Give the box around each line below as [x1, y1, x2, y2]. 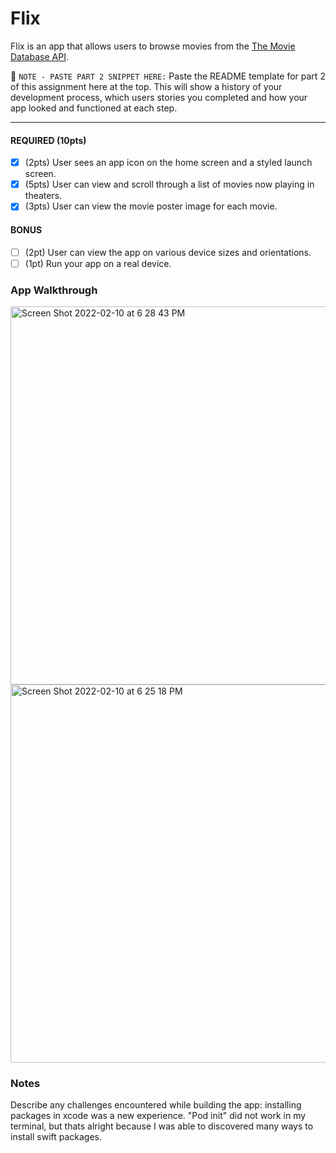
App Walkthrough [10, 283, 98, 297]
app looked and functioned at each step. [10, 102, 178, 114]
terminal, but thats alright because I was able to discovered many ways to [10, 1120, 314, 1132]
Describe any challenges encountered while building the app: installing [10, 1099, 302, 1111]
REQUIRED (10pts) [10, 134, 87, 146]
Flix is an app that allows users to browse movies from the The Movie [10, 40, 296, 52]
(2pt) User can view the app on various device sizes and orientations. [24, 246, 312, 258]
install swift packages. [10, 1131, 103, 1143]
